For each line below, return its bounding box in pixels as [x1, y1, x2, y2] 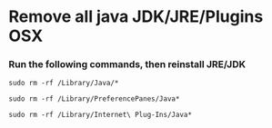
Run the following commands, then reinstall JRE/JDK [8, 58, 247, 71]
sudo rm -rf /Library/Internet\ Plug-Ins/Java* [8, 111, 193, 120]
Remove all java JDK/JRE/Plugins [8, 6, 264, 27]
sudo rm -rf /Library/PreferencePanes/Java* [8, 94, 180, 103]
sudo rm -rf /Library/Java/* [8, 79, 119, 88]
